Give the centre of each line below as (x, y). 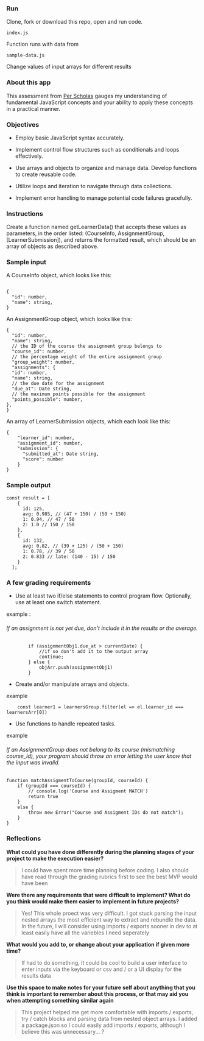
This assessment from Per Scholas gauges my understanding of (87, 96)
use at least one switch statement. (58, 602)
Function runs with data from (43, 44)
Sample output (29, 485)
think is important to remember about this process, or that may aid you (97, 993)
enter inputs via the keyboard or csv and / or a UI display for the (101, 969)
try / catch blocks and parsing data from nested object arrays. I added (109, 1018)
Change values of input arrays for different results (69, 67)
